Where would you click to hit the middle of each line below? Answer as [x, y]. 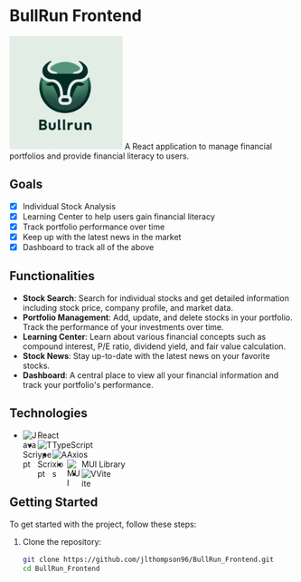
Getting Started [54, 503]
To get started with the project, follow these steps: [103, 524]
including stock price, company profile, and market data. [127, 307]
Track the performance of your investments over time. [123, 326]
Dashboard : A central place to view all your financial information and [150, 375]
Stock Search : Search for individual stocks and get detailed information [155, 298]
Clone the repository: [62, 541]
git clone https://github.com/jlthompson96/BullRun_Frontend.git [148, 559]
